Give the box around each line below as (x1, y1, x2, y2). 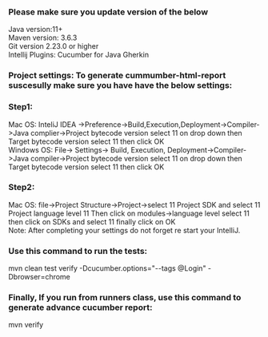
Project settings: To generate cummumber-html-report (8, 70, 226, 81)
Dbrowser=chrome (8, 272, 70, 282)
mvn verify (8, 320, 44, 330)
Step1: (8, 101, 34, 113)
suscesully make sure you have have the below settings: (8, 80, 233, 91)
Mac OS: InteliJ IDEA (8, 119, 77, 129)
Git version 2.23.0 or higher (8, 42, 99, 51)
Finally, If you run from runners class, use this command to (8, 292, 242, 303)
